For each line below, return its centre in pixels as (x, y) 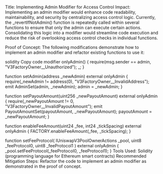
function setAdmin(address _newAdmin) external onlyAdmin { (66, 76)
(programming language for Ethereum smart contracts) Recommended (76, 156)
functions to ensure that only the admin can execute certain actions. (73, 28)
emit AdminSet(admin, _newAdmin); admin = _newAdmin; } (64, 87)
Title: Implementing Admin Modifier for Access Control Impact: (68, 7)
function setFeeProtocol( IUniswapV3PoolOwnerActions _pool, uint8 (73, 141)
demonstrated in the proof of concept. (43, 166)
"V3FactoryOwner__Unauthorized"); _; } (45, 67)
